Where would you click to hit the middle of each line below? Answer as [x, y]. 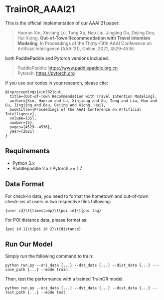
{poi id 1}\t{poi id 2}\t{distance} [43, 229]
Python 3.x [23, 163]
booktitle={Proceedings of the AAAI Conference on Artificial [76, 109]
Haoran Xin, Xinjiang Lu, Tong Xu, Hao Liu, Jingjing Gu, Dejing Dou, [86, 32]
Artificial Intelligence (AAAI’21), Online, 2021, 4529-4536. [76, 48]
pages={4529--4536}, [31, 127]
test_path [15, 293]
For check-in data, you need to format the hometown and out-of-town [77, 196]
